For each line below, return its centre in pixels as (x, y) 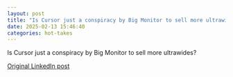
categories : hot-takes (40, 33)
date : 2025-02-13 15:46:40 (46, 26)
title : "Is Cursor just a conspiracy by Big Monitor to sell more (105, 20)
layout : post (26, 14)
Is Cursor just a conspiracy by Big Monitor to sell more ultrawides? (102, 53)
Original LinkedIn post (38, 66)
